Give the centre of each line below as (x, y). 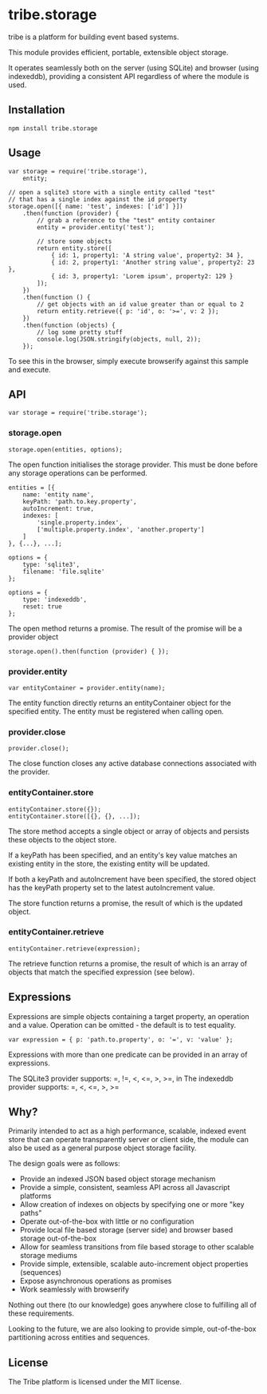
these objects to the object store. (63, 839)
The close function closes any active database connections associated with (133, 763)
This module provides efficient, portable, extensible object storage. (118, 52)
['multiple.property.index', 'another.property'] (121, 529)
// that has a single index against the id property (98, 199)
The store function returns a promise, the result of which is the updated (126, 903)
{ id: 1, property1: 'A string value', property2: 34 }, (147, 255)
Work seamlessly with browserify (75, 1289)
